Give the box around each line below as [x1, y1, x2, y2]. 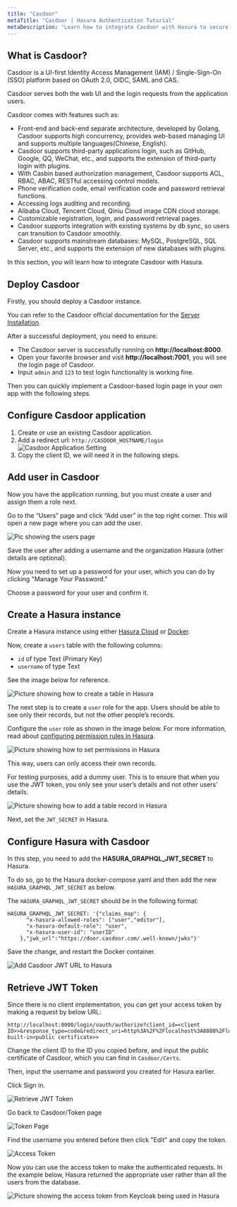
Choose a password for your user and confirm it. [7, 588, 149, 597]
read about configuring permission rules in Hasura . [7, 732, 155, 741]
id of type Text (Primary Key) [17, 655, 103, 663]
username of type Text [17, 662, 80, 671]
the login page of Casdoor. [17, 360, 95, 369]
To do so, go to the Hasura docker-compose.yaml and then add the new [7, 875, 217, 884]
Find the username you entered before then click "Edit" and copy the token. [7, 1136, 227, 1144]
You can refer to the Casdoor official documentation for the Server [7, 311, 200, 319]
